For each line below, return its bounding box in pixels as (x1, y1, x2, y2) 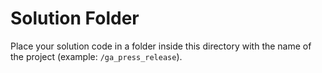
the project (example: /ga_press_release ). (10, 50, 183, 62)
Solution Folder (10, 7, 140, 30)
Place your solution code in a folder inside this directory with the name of (10, 40, 312, 52)
